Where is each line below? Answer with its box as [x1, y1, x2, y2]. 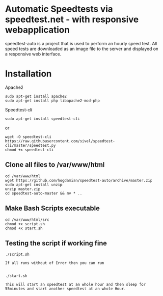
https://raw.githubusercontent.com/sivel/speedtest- [5, 138, 115, 143]
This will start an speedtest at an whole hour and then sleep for [5, 282, 146, 287]
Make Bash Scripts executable [5, 204, 100, 213]
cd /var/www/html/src [5, 217, 50, 222]
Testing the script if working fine [5, 239, 107, 247]
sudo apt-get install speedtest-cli [5, 116, 80, 121]
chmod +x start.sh [5, 226, 43, 231]
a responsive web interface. [5, 51, 61, 57]
